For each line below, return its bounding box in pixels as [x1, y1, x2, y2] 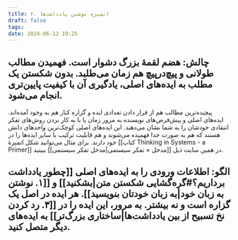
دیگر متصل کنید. [8, 221, 71, 233]
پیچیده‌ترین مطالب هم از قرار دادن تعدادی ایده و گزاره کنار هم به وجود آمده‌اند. [8, 108, 213, 116]
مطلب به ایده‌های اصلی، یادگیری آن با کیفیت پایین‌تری [8, 78, 213, 90]
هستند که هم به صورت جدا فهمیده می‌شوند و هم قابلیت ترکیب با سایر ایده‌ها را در [8, 131, 221, 139]
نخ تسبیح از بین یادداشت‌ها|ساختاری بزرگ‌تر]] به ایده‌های [8, 210, 225, 222]
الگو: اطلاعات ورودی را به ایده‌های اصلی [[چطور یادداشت [8, 166, 230, 178]
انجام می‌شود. [8, 89, 63, 101]
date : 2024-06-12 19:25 [8, 30, 78, 37]
